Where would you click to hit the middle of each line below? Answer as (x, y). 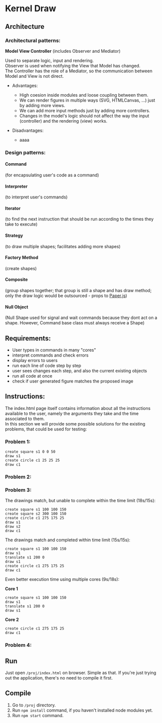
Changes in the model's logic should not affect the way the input (84, 116)
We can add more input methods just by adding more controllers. (85, 110)
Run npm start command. (38, 715)
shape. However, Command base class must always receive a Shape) (75, 323)
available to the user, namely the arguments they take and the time (72, 413)
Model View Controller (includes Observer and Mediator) (63, 51)
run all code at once (32, 376)
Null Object (17, 307)
